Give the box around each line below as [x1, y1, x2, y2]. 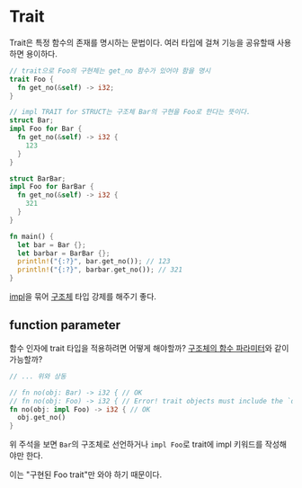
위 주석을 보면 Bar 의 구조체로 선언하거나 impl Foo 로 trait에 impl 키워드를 [9, 439, 263, 450]
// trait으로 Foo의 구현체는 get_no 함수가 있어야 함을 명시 [9, 66, 211, 75]
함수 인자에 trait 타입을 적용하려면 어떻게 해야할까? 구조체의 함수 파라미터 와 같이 [9, 342, 289, 353]
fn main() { [9, 232, 54, 241]
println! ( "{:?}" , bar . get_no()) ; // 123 [17, 257, 171, 266]
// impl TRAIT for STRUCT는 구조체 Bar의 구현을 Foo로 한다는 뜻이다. [9, 108, 251, 117]
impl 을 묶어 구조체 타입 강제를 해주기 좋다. [9, 291, 157, 302]
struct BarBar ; [9, 173, 67, 183]
